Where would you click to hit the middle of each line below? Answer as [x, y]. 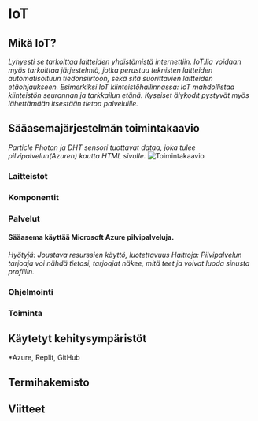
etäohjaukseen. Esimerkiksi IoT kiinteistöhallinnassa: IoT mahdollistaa [122, 87]
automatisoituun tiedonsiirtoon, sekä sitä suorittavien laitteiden [111, 78]
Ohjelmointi [31, 292]
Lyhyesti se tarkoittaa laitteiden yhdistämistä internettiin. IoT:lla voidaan [125, 61]
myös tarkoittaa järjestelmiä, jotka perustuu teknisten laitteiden [111, 70]
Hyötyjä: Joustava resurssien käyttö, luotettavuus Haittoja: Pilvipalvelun [125, 255]
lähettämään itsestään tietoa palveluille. [74, 104]
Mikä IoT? [32, 43]
